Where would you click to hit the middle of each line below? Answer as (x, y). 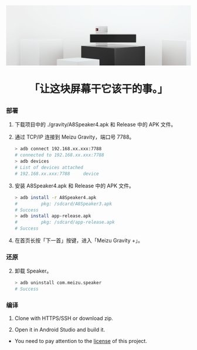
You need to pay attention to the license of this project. (81, 341)
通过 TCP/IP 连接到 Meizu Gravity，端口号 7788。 (74, 137)
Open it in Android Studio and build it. (60, 330)
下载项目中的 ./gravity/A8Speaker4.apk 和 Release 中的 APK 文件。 (95, 124)
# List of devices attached (49, 168)
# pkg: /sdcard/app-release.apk (64, 223)
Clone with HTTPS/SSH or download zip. (64, 318)
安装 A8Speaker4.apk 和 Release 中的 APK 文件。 (74, 186)
